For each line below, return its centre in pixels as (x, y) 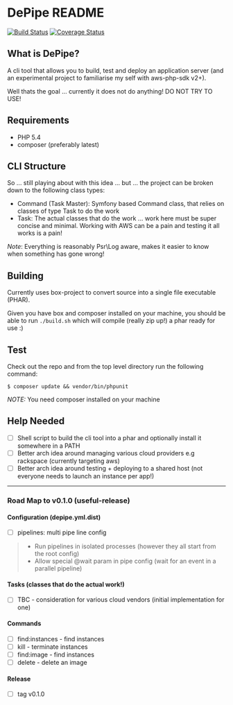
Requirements (38, 120)
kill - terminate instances (52, 647)
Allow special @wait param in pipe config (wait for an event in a (125, 561)
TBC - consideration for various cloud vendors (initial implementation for (121, 600)
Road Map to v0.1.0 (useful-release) (69, 501)
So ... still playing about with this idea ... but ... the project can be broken (110, 183)
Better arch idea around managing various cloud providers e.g (106, 453)
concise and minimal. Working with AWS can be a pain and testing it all (118, 226)
